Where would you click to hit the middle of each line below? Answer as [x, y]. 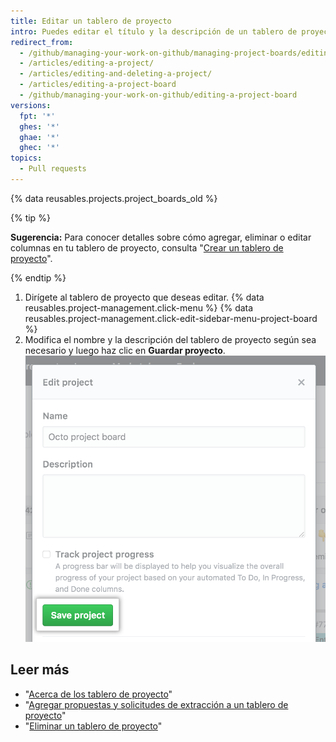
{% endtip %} [38, 277]
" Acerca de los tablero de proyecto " [98, 694]
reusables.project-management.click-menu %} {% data [139, 307]
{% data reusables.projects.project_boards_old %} [114, 198]
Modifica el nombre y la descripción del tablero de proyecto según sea [170, 339]
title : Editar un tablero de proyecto [91, 21]
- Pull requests [53, 169]
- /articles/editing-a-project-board [98, 85]
